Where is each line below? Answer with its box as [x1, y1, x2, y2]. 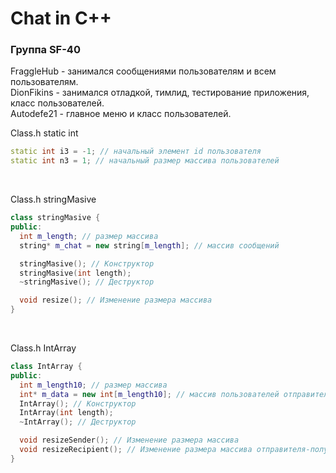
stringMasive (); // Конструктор [19, 258, 155, 269]
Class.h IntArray [10, 342, 77, 354]
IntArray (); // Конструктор [19, 398, 137, 409]
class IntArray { [10, 362, 83, 372]
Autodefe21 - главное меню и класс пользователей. [10, 108, 232, 120]
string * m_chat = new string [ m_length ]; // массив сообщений [19, 240, 280, 251]
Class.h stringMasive [10, 193, 97, 206]
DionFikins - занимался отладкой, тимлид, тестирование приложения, [10, 87, 310, 99]
